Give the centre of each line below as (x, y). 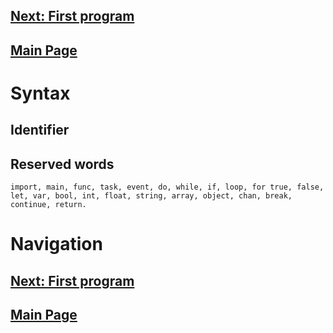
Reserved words (62, 164)
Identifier (40, 130)
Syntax (40, 93)
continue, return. (48, 205)
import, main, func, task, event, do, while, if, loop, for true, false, (167, 187)
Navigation (56, 244)
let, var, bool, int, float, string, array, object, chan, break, (151, 196)
